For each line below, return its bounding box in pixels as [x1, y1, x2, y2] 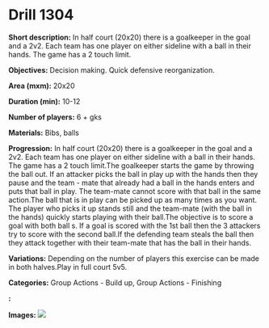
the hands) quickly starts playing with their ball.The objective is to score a [8, 212, 254, 221]
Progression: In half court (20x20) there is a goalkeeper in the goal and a [8, 143, 253, 153]
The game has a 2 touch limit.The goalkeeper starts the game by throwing [8, 160, 254, 170]
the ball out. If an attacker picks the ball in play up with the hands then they [8, 169, 258, 179]
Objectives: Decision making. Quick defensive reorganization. [8, 65, 216, 74]
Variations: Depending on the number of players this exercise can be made [8, 253, 260, 263]
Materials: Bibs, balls [8, 128, 79, 137]
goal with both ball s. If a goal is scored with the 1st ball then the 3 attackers [8, 221, 261, 230]
